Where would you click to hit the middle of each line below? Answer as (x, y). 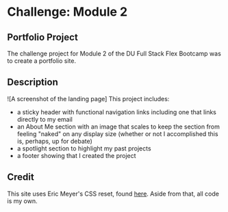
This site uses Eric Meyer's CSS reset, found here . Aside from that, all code (113, 194)
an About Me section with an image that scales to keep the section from (118, 127)
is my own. (22, 201)
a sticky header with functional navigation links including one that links (117, 112)
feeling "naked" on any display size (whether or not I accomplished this (117, 133)
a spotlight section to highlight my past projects (84, 148)
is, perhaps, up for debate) (54, 141)
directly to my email (45, 119)
